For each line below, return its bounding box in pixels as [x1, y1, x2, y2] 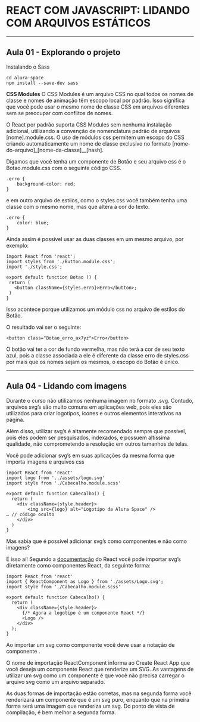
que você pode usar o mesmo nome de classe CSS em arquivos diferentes [6, 103, 189, 110]
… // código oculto [6, 511, 55, 517]
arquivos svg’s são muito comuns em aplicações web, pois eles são [6, 403, 172, 411]
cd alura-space [6, 75, 44, 81]
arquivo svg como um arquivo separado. [6, 678, 105, 685]
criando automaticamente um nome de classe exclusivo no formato [6, 140, 171, 147]
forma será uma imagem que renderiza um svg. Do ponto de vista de [6, 702, 175, 709]
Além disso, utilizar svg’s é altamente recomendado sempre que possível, [6, 427, 186, 434]
